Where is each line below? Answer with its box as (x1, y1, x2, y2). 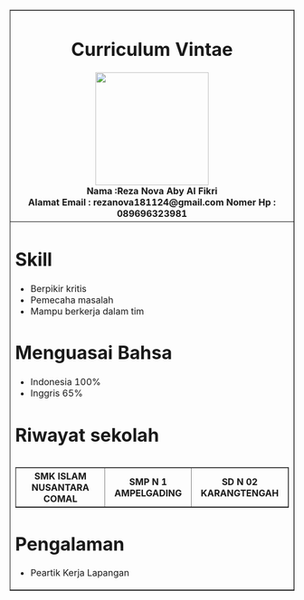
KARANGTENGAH (200, 487, 279, 500)
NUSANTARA (31, 482, 90, 494)
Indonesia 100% (30, 375, 101, 388)
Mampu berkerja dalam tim (30, 305, 145, 317)
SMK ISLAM (34, 470, 88, 483)
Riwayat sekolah (14, 423, 160, 446)
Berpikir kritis (30, 282, 88, 295)
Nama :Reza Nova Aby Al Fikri (86, 185, 218, 198)
